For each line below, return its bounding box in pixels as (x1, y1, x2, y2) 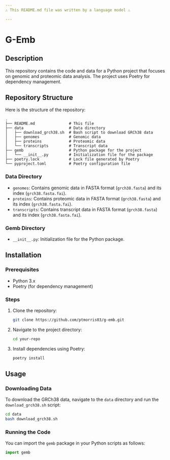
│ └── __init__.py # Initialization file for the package (5, 152, 153, 158)
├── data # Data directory (5, 125, 106, 131)
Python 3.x (12, 277, 36, 284)
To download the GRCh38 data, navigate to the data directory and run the (5, 396, 159, 403)
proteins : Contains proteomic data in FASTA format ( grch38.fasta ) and (12, 195, 161, 201)
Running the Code (5, 429, 51, 436)
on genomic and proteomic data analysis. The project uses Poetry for (5, 73, 150, 79)
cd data (5, 412, 22, 417)
